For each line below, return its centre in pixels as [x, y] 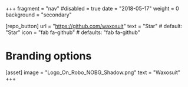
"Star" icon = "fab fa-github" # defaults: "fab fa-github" [73, 32]
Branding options [49, 56]
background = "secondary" [39, 15]
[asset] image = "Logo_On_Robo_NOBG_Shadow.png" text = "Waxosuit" [93, 72]
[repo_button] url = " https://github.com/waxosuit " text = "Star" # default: [94, 26]
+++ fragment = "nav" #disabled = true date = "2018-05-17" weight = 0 [92, 9]
